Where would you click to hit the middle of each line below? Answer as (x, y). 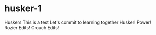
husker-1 (23, 9)
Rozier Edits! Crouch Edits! (32, 27)
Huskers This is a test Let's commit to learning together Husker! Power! (78, 22)
